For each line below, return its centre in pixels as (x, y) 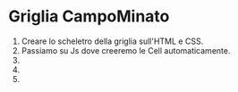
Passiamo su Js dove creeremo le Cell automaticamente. (126, 50)
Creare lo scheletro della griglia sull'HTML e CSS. (112, 41)
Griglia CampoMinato (89, 17)
